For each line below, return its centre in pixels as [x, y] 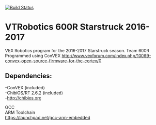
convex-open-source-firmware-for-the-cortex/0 [53, 61]
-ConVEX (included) [25, 87]
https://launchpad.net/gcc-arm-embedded [48, 117]
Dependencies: [29, 76]
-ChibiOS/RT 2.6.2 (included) [34, 93]
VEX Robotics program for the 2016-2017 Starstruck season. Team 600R [77, 50]
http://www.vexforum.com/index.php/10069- [106, 56]
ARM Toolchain [20, 112]
